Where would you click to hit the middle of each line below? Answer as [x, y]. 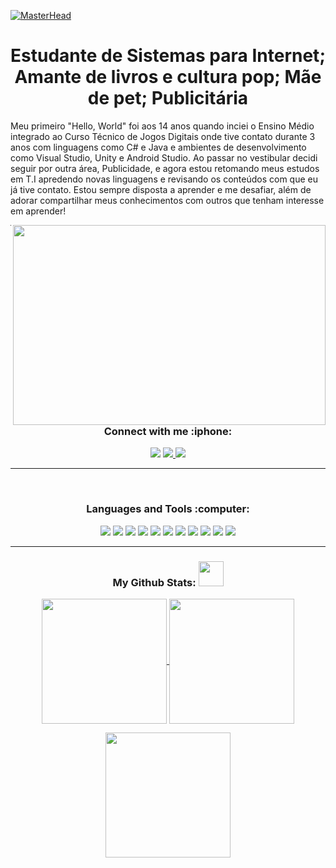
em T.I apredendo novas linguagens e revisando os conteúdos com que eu [164, 179]
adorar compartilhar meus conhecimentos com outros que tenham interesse [167, 200]
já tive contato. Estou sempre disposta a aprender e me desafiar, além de [161, 189]
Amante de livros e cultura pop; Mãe [168, 77]
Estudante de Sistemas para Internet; [168, 56]
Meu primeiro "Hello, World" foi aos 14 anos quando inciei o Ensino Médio [162, 126]
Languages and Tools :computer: [168, 509]
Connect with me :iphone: [168, 431]
